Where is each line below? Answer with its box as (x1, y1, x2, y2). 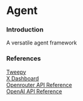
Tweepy (6, 68, 26, 75)
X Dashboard (6, 74, 39, 82)
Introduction (6, 26, 44, 34)
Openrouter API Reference (6, 81, 73, 88)
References (6, 54, 41, 63)
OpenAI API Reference (6, 88, 62, 95)
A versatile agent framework (6, 39, 77, 46)
